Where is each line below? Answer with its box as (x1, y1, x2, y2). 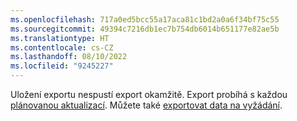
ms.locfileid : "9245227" (10, 61, 114, 71)
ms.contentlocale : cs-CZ (10, 42, 114, 53)
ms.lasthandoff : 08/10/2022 (10, 52, 128, 62)
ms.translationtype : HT (10, 33, 110, 43)
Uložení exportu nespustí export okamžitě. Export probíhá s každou (10, 89, 288, 100)
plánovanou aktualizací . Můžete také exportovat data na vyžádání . (10, 99, 283, 111)
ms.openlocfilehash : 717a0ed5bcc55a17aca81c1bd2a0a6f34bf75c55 (10, 14, 280, 25)
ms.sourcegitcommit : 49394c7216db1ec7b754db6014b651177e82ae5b (10, 24, 280, 34)
